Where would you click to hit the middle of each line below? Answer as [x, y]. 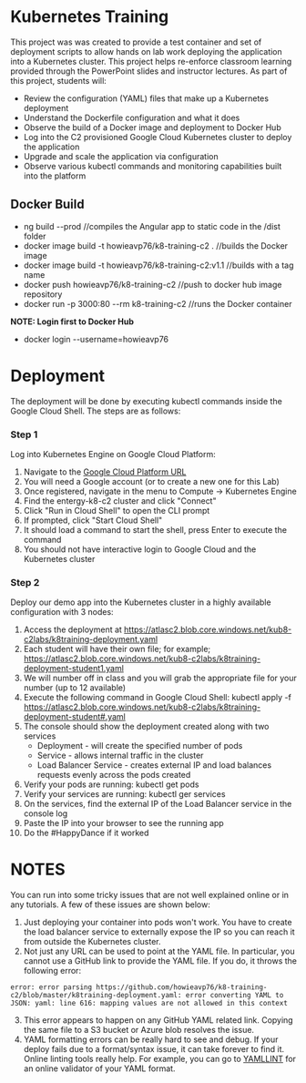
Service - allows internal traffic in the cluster [120, 756]
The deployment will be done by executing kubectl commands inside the [147, 401]
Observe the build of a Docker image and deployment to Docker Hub [152, 127]
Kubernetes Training [90, 17]
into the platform [55, 176]
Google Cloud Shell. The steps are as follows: [96, 411]
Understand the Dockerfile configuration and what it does [132, 117]
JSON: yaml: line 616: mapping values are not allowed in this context [149, 1004]
